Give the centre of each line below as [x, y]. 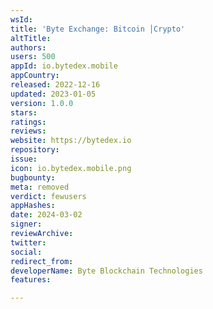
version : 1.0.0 [42, 103]
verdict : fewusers [48, 196]
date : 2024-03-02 [46, 215]
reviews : [28, 131]
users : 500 [33, 57]
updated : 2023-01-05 [53, 94]
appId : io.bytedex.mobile [64, 66]
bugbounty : [33, 177]
